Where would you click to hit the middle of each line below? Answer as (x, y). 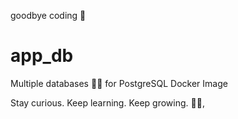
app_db (42, 56)
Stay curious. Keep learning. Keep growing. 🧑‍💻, (107, 102)
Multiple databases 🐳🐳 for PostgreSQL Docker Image (119, 83)
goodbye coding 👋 (48, 15)
